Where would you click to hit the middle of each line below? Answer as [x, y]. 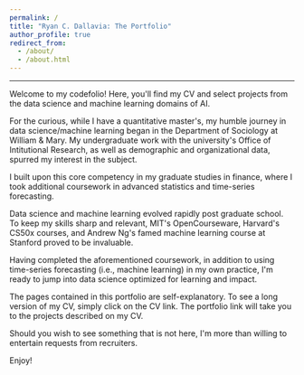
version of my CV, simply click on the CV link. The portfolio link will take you [151, 306]
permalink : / [34, 18]
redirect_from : [38, 43]
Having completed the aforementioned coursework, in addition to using [142, 260]
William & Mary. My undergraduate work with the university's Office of [140, 140]
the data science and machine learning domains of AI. [110, 103]
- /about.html [44, 60]
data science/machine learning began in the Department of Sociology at [144, 131]
